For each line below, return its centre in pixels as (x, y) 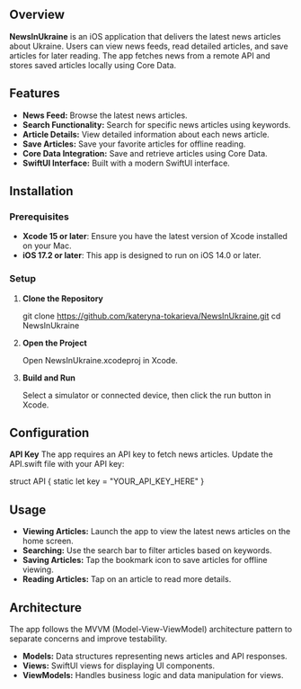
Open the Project (54, 343)
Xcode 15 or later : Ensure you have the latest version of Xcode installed (155, 237)
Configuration (49, 433)
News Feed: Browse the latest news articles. (105, 115)
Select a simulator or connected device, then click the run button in (146, 395)
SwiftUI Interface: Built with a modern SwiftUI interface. (126, 163)
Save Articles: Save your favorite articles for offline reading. (134, 144)
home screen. (48, 541)
